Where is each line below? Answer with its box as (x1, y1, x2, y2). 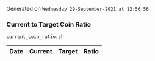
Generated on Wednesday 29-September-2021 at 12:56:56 (6, 5, 150, 12)
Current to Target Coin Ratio (6, 20, 92, 28)
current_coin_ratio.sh (6, 34, 64, 40)
